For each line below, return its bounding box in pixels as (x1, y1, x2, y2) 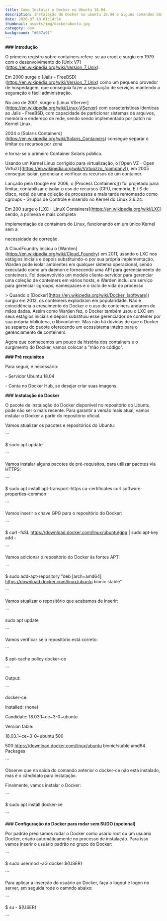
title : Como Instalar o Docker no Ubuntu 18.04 (5, 7, 106, 12)
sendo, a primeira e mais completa (5, 211, 76, 217)
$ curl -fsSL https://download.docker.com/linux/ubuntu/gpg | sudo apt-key (5, 529, 159, 535)
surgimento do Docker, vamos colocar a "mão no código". (5, 344, 124, 350)
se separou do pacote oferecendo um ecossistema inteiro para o (5, 324, 138, 330)
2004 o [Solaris (5, 131, 37, 136)
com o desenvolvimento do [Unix (5, 59, 73, 65)
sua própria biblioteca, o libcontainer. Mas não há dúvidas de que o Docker (5, 319, 159, 324)
